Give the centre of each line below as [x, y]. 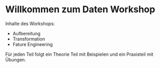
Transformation [29, 39]
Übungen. [16, 59]
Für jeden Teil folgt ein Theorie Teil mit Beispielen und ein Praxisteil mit [79, 54]
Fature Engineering [33, 44]
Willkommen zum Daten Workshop [80, 9]
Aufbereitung [26, 33]
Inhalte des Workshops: [30, 24]
